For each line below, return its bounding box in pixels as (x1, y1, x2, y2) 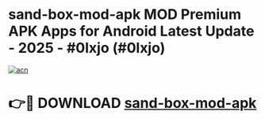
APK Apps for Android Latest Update (8, 22, 255, 40)
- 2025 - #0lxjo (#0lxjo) (8, 39, 166, 57)
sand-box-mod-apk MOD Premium (8, 6, 242, 24)
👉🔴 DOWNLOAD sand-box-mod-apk (8, 95, 257, 112)
